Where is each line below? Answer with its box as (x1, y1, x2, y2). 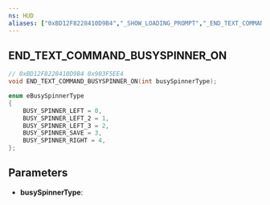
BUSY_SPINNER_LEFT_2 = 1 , (22, 114, 110, 123)
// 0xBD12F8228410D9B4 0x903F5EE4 (8, 70, 125, 78)
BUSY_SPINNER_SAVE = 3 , (22, 129, 103, 137)
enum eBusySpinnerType (8, 92, 84, 100)
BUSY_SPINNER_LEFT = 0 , (22, 107, 103, 115)
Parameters (8, 166, 68, 180)
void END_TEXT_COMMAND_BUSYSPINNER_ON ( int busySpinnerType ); (8, 78, 218, 86)
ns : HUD (8, 11, 35, 20)
